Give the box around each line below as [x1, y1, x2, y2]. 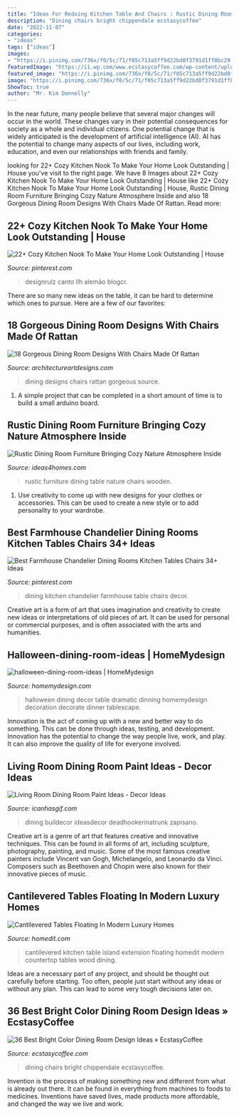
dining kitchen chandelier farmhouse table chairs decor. [24, 592, 188, 600]
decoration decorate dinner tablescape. [24, 703, 142, 711]
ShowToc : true [7, 83, 50, 91]
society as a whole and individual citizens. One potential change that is [7, 125, 216, 133]
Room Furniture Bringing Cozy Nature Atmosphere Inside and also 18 [7, 192, 208, 200]
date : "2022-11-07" [7, 24, 65, 31]
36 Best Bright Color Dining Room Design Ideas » [7, 1005, 229, 1017]
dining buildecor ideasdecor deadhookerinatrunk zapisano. [24, 818, 198, 826]
